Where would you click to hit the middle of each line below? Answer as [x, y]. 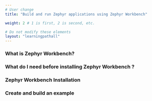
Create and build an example [40, 93]
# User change [20, 10]
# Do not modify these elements [38, 32]
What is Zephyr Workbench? [40, 53]
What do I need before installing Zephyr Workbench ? [70, 67]
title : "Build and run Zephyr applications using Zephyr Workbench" [76, 14]
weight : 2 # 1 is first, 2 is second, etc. [50, 23]
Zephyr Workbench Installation [43, 80]
